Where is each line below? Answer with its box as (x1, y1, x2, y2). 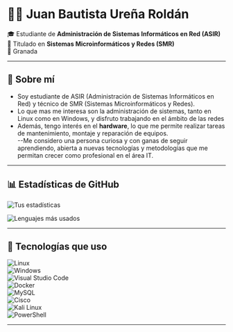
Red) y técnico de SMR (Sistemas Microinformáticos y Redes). (17, 99, 196, 108)
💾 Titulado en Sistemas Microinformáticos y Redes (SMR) (7, 40, 175, 48)
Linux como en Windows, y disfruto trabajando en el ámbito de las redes (17, 114, 225, 122)
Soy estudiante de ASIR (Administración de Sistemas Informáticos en (17, 92, 214, 100)
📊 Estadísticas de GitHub (7, 179, 120, 190)
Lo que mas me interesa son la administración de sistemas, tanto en (17, 107, 212, 115)
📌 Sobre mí (7, 74, 55, 85)
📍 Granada (7, 47, 38, 55)
